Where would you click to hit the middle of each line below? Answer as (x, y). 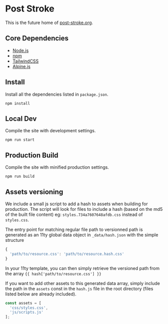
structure (15, 240)
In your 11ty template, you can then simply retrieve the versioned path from (82, 268)
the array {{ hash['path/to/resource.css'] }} (53, 273)
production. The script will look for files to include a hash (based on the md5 (84, 209)
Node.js (21, 50)
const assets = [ (23, 303)
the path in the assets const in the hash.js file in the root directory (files (79, 288)
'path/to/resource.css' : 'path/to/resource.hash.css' (67, 254)
